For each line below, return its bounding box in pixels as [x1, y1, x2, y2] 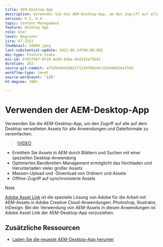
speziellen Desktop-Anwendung [12, 155, 77, 161]
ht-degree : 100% [5, 79, 38, 84]
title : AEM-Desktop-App [5, 7, 53, 12]
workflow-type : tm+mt [5, 70, 49, 75]
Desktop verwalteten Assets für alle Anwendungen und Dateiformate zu [5, 126, 148, 132]
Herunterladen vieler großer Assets [12, 165, 83, 171]
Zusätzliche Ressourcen [5, 224, 80, 232]
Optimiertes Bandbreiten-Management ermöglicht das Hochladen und [12, 160, 152, 165]
